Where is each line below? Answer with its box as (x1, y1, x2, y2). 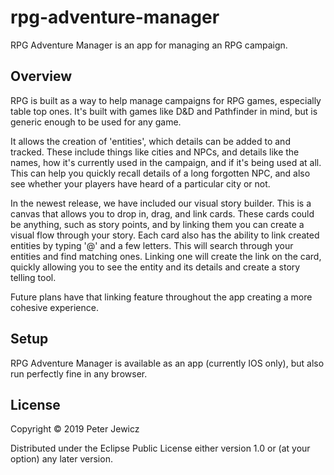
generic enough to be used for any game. (10, 116, 182, 128)
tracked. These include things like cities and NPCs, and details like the (10, 146, 300, 158)
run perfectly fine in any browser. (10, 367, 148, 380)
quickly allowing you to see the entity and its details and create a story (10, 261, 301, 273)
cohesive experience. (10, 301, 99, 313)
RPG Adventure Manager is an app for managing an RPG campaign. (10, 39, 288, 51)
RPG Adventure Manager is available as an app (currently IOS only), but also (10, 357, 325, 369)
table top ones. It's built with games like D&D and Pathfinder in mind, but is (10, 105, 318, 117)
